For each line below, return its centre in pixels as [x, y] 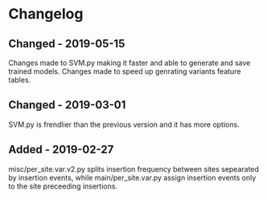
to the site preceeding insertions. [63, 186]
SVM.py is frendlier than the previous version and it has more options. [124, 124]
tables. [20, 80]
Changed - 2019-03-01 [67, 105]
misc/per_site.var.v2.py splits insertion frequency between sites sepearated [134, 169]
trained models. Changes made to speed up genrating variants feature [125, 71]
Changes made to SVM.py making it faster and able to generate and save [129, 63]
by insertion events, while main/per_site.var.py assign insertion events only [132, 177]
